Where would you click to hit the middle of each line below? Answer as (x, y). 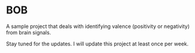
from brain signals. (29, 32)
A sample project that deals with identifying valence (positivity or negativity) (98, 26)
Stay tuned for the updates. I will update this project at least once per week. (97, 44)
